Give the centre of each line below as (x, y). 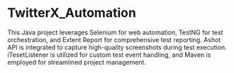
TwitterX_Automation (72, 13)
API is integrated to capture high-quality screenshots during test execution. (117, 47)
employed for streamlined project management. (77, 62)
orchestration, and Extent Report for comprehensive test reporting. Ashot (114, 39)
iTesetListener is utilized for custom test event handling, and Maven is (109, 55)
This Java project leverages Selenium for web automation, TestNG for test (115, 32)
